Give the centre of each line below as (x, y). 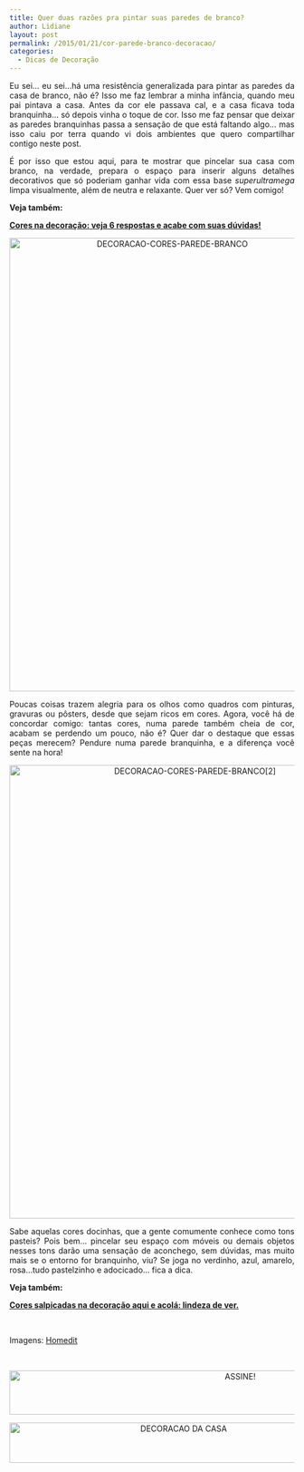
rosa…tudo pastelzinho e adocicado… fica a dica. (101, 1270)
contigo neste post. (45, 143)
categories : (32, 52)
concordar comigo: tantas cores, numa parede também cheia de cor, (152, 723)
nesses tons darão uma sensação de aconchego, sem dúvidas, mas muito (152, 1251)
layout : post (34, 34)
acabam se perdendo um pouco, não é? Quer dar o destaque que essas (152, 733)
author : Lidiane (40, 26)
